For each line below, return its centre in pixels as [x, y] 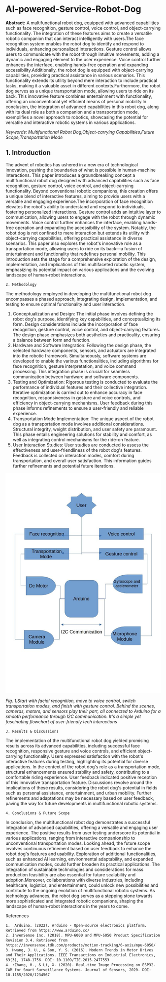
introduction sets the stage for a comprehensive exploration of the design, [81, 259]
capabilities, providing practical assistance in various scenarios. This [75, 75]
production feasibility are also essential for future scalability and [71, 874]
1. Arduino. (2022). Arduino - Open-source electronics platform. [76, 925]
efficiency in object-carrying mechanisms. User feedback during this [83, 403]
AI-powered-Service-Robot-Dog [74, 9]
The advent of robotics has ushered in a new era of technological [72, 164]
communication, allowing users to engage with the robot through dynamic [81, 217]
